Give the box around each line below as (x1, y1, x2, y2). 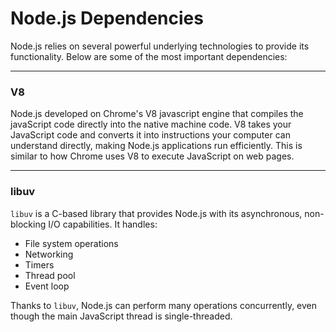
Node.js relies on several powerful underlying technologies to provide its (10, 40, 310, 52)
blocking (10, 218, 47, 230)
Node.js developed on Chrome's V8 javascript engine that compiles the (10, 108, 304, 120)
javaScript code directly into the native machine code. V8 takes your (10, 118, 292, 131)
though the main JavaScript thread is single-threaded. (10, 310, 233, 322)
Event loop (24, 280, 70, 292)
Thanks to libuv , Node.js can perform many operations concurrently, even (10, 299, 318, 311)
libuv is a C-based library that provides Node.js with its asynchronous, (10, 207, 303, 219)
